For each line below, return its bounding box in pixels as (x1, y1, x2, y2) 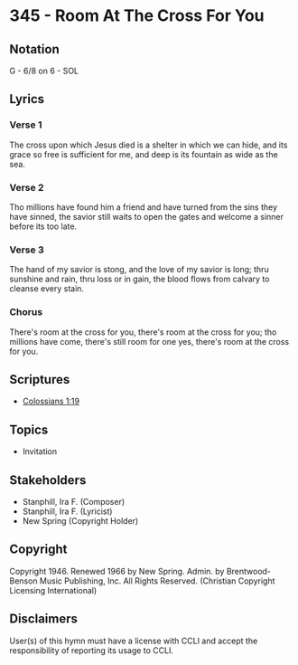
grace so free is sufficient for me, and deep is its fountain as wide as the (9, 148, 278, 159)
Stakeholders (9, 472, 87, 488)
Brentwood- (226, 565, 272, 576)
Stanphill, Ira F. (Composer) (22, 497, 126, 508)
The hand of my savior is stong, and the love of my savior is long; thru (9, 264, 269, 275)
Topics (9, 422, 49, 437)
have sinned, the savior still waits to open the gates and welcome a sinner (9, 211, 284, 222)
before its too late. (9, 221, 78, 232)
